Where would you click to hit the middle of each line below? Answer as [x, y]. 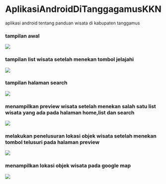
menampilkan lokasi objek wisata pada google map [68, 166]
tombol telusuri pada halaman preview [52, 142]
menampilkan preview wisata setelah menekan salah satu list [81, 106]
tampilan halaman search [36, 83]
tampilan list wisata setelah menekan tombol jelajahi [70, 59]
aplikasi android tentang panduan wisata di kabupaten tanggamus [73, 23]
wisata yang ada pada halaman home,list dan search [70, 112]
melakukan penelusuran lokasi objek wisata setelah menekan [81, 136]
